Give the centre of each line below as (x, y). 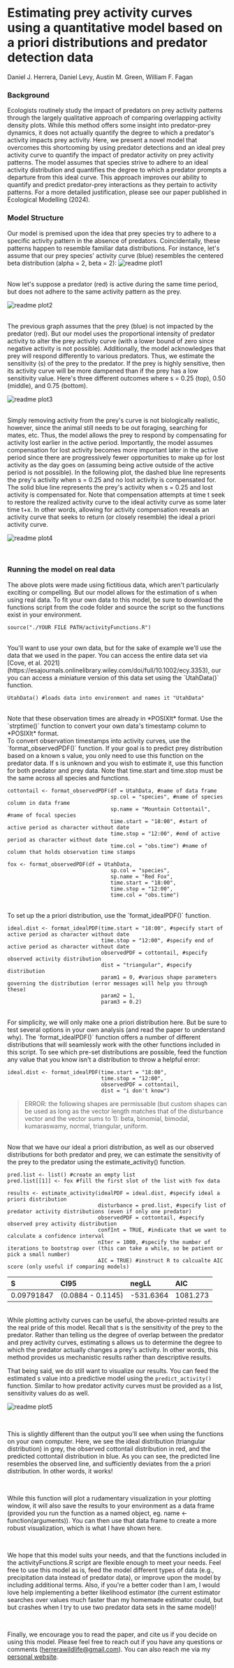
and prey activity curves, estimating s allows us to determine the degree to (115, 1342)
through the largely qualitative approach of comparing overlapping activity (114, 118)
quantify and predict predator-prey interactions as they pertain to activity (112, 185)
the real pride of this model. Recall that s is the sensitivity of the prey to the (115, 1327)
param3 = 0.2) (121, 1002)
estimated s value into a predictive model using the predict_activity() (109, 1378)
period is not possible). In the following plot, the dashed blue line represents (116, 472)
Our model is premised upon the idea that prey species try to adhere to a (112, 233)
